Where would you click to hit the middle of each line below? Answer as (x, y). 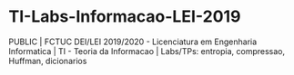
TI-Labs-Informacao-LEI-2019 (125, 17)
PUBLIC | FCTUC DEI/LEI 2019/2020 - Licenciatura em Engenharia (133, 42)
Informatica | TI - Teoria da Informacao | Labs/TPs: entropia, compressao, (147, 51)
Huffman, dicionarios (48, 61)
